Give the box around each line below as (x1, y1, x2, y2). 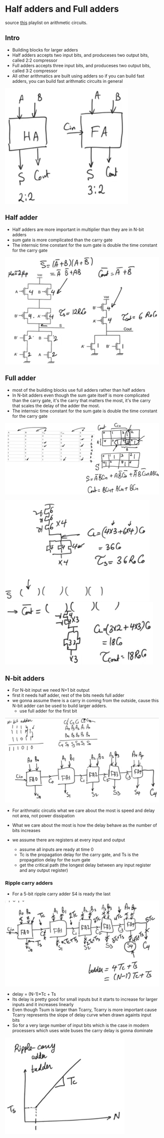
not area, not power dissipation (12, 813, 75, 819)
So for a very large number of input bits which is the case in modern (12, 1022, 149, 1028)
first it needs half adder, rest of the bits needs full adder (12, 692, 124, 698)
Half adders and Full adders (5, 3, 119, 15)
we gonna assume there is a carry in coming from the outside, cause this (12, 697, 159, 703)
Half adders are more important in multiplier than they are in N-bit (12, 227, 144, 232)
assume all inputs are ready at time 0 (19, 847, 94, 853)
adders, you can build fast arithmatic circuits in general (12, 78, 123, 84)
